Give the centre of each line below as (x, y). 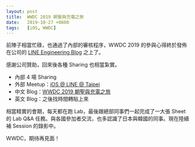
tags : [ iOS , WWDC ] (31, 28)
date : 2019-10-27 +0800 (37, 22)
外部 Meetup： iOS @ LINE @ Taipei (57, 85)
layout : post (22, 11)
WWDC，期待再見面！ (33, 138)
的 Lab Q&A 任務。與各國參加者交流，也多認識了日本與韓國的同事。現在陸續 (97, 119)
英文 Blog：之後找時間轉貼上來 (52, 99)
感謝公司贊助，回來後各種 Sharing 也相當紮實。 (63, 65)
